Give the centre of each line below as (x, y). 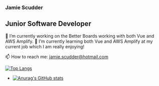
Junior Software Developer (48, 24)
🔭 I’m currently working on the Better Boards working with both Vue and (80, 36)
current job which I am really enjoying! (45, 46)
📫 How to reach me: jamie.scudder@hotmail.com (57, 56)
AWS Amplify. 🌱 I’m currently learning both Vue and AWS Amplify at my (79, 41)
